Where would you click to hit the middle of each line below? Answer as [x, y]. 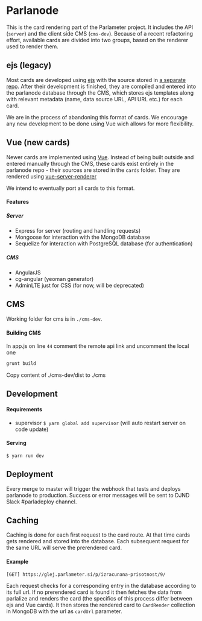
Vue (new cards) [38, 143]
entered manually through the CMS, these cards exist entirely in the [90, 163]
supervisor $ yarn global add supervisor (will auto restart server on [100, 423]
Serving [17, 443]
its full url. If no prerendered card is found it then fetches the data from [94, 592]
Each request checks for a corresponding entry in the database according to [101, 585]
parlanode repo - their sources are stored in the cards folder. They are [93, 170]
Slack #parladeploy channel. [42, 502]
